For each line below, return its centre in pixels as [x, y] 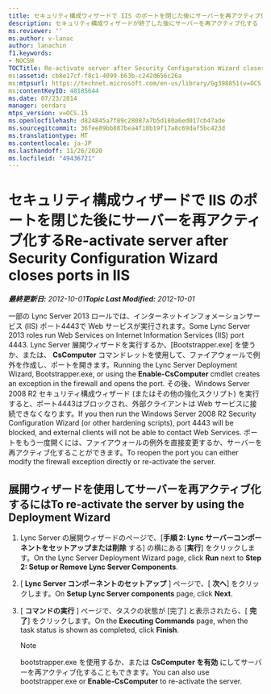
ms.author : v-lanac [41, 38]
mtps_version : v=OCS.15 [48, 114]
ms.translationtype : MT [48, 135]
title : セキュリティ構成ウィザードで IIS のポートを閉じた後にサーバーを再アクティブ [134, 16]
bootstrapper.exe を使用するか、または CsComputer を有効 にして [130, 662]
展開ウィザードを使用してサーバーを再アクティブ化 [135, 489]
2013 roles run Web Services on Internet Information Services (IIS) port [126, 335]
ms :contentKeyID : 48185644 [54, 91]
